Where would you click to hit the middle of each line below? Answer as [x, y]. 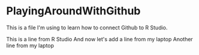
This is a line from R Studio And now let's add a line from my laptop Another [99, 39]
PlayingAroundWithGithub [73, 11]
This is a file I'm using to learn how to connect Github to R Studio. [87, 27]
